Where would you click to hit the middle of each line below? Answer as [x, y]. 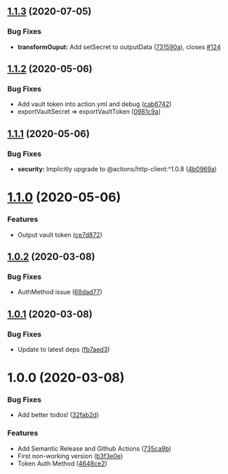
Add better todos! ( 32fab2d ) [58, 415]
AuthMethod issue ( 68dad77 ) [60, 292]
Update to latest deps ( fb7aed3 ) [63, 349]
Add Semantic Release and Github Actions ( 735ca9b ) [94, 448]
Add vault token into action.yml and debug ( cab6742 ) [94, 104]
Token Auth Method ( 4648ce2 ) [62, 463]
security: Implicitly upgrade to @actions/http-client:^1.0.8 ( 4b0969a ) [117, 169]
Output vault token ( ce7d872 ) [60, 235]
